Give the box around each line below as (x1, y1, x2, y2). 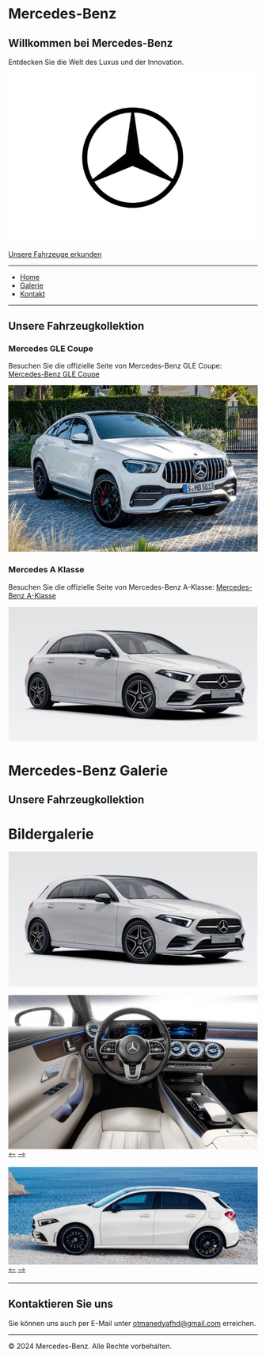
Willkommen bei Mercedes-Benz (8, 36, 173, 50)
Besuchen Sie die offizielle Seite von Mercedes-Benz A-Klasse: (8, 582, 215, 591)
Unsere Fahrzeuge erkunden (8, 249, 102, 258)
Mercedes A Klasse (8, 564, 85, 575)
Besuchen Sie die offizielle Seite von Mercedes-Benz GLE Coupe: (8, 361, 222, 371)
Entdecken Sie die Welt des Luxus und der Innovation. (8, 57, 184, 67)
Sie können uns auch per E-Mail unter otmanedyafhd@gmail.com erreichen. (8, 1318, 256, 1328)
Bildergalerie (8, 825, 94, 843)
